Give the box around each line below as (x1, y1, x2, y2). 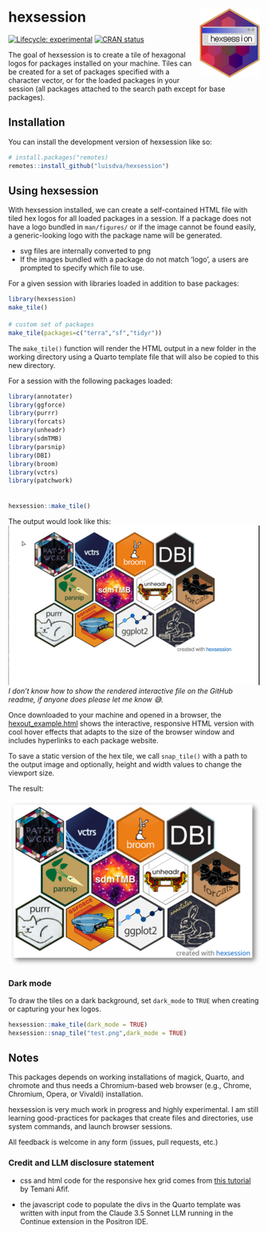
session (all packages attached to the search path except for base (8, 84, 226, 94)
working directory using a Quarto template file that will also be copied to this (8, 352, 259, 362)
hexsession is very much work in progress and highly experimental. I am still (8, 1105, 259, 1115)
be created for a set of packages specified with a (8, 66, 170, 76)
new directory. (8, 360, 56, 370)
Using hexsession (8, 184, 99, 198)
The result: (8, 783, 44, 793)
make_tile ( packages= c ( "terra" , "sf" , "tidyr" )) (8, 329, 162, 337)
